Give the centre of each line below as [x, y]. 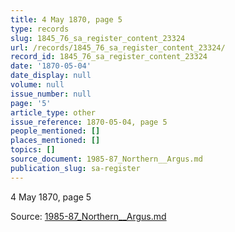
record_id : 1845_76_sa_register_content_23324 [109, 57]
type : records [40, 29]
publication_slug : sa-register [75, 168]
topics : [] [33, 150]
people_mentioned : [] [55, 131]
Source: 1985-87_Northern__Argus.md [88, 216]
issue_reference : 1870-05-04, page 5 [89, 122]
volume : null [37, 85]
